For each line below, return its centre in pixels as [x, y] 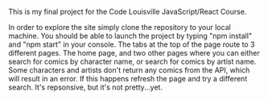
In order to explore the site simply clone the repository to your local [120, 27]
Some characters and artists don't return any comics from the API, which [129, 70]
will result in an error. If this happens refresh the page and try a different [128, 79]
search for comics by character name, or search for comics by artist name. [132, 61]
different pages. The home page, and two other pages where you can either [134, 53]
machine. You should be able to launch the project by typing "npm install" [130, 36]
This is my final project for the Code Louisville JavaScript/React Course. [128, 12]
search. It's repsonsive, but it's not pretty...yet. [86, 87]
